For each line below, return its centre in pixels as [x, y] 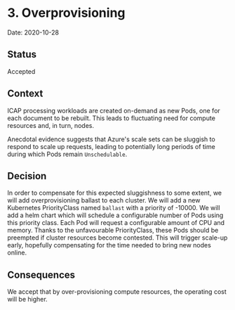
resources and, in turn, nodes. [51, 125]
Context [25, 94]
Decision [27, 176]
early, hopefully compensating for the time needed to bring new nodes [109, 245]
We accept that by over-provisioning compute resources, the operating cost [117, 292]
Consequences [41, 275]
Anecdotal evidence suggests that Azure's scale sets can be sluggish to [111, 139]
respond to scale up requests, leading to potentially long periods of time [111, 146]
